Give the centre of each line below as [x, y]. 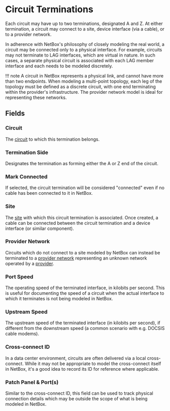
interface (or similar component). [40, 228]
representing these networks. [36, 97]
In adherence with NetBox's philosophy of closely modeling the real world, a [85, 44]
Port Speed [20, 276]
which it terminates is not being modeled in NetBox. [59, 299]
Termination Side [27, 152]
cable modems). [22, 334]
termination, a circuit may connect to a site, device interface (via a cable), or [85, 29]
